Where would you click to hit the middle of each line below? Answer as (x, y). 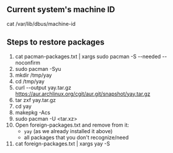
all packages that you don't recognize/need (76, 137)
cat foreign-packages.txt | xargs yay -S (63, 144)
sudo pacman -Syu (38, 69)
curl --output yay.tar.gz (43, 87)
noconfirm (27, 62)
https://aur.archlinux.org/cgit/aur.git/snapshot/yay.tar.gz (83, 94)
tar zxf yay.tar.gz (35, 100)
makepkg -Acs (32, 112)
